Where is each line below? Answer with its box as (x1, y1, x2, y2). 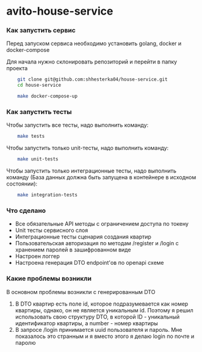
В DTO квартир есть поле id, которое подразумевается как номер (15, 300, 189, 307)
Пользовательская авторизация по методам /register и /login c (15, 240, 179, 247)
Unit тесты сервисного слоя (15, 227, 88, 234)
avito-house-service (6, 4, 114, 18)
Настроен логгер (15, 253, 60, 260)
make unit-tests (17, 156, 59, 162)
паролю (15, 339, 36, 346)
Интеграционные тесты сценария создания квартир (15, 233, 151, 240)
